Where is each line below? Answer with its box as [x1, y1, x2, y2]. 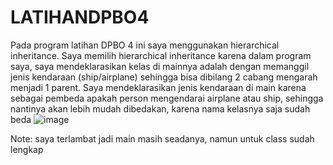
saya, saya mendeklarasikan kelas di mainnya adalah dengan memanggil [10, 60, 310, 72]
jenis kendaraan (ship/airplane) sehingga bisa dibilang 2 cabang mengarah [10, 71, 318, 83]
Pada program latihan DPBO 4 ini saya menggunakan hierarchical [10, 39, 280, 51]
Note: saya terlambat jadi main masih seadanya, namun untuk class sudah [10, 132, 315, 145]
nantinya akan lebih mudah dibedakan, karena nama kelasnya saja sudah [10, 102, 311, 115]
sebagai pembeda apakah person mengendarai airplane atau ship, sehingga [10, 92, 324, 104]
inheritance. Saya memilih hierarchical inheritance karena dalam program [10, 49, 312, 61]
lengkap [10, 143, 44, 155]
